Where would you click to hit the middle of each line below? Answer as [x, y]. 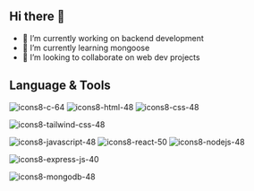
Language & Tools [60, 86]
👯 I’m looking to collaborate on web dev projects [111, 57]
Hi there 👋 [37, 17]
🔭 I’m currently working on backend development [113, 38]
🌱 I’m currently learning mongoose [86, 48]
